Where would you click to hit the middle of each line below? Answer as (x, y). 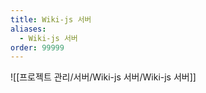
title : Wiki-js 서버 (51, 19)
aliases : (28, 29)
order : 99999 (37, 47)
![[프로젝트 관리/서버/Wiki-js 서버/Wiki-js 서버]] (103, 77)
